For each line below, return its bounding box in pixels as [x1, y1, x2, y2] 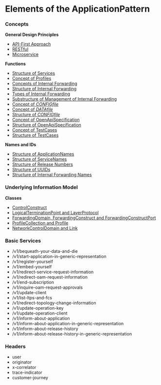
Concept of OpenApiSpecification [12, 117, 80, 122]
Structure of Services [12, 70, 55, 76]
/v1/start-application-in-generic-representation [12, 254, 107, 260]
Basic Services [5, 237, 41, 244]
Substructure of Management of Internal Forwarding [12, 96, 117, 102]
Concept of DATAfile [12, 106, 54, 112]
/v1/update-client [12, 290, 47, 296]
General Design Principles [5, 32, 59, 37]
